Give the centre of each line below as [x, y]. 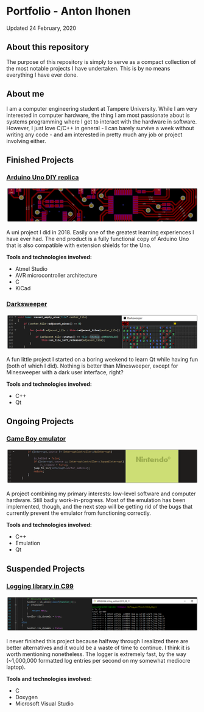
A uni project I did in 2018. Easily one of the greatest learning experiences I [100, 232]
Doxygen [26, 697]
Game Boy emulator [36, 438]
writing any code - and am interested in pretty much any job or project [94, 134]
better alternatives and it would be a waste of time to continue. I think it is [98, 647]
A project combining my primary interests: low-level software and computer [101, 494]
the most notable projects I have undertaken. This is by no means [88, 68]
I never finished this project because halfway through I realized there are [97, 641]
